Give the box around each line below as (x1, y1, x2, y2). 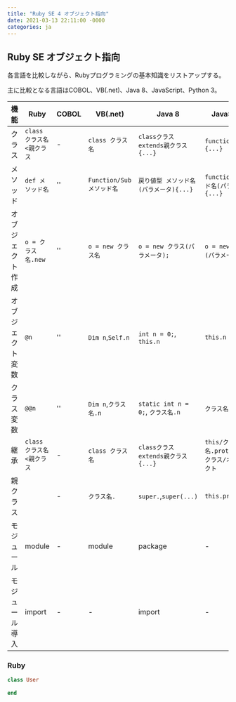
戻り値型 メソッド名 (138, 177, 196, 185)
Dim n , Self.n (88, 333, 130, 343)
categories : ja (7, 23, 52, 30)
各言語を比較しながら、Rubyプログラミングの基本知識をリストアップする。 (7, 71, 225, 79)
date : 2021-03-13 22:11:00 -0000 (7, 17, 105, 24)
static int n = (138, 400, 190, 408)
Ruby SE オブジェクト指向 (7, 51, 121, 63)
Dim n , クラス (88, 399, 126, 409)
